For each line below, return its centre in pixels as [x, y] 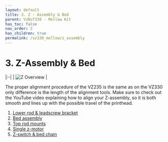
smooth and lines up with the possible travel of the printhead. [69, 103]
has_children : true [26, 33]
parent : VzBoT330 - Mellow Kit [38, 19]
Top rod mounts [29, 123]
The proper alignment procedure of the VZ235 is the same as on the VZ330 [84, 87]
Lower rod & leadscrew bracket [45, 113]
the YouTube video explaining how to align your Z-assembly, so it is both [81, 98]
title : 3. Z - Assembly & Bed [37, 15]
